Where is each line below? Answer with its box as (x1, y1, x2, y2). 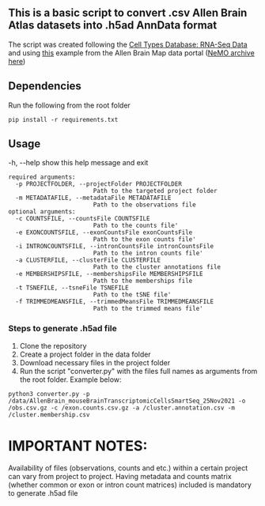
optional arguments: (8, 208, 77, 216)
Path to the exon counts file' (93, 236, 196, 244)
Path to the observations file (93, 201, 196, 209)
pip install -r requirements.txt (8, 115, 119, 123)
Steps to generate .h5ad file (8, 323, 117, 334)
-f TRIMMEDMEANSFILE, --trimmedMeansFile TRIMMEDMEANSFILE (15, 298, 214, 306)
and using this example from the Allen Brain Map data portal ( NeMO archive (8, 47, 255, 58)
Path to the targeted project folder (93, 187, 218, 195)
